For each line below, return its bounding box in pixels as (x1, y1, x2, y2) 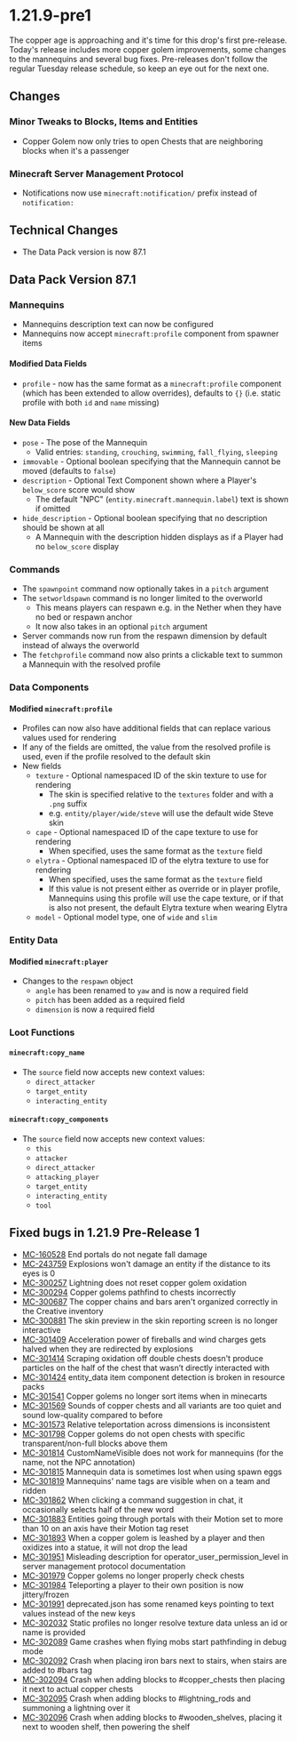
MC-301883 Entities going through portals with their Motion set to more (21, 1513, 284, 1524)
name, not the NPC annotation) (21, 1456, 136, 1467)
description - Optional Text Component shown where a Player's (21, 475, 257, 485)
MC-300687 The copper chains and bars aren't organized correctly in (21, 1296, 278, 1307)
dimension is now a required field (35, 1004, 155, 1015)
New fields (21, 761, 62, 772)
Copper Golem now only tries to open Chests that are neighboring (21, 135, 263, 147)
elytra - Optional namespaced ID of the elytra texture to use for (35, 855, 269, 866)
